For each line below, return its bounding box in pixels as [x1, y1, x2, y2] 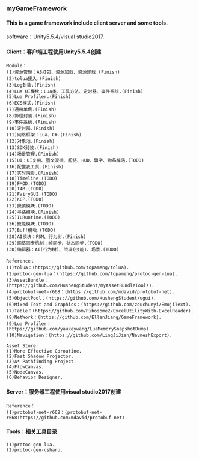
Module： [6, 63, 27, 69]
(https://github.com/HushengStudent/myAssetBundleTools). [6, 282, 155, 289]
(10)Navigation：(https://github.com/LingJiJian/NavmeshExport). [6, 332, 173, 339]
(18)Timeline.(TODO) [6, 175, 58, 181]
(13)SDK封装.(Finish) [6, 145, 59, 151]
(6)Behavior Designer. [6, 374, 63, 381]
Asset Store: [6, 343, 39, 349]
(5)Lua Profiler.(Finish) [6, 94, 71, 100]
